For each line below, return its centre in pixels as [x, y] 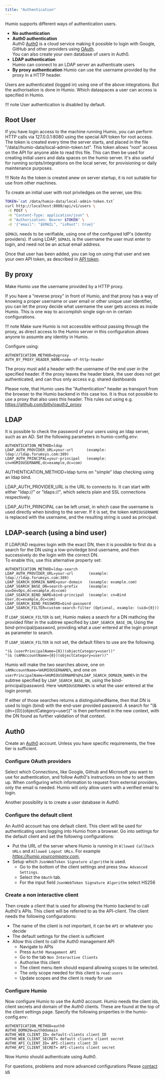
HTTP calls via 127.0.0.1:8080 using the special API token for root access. [79, 137]
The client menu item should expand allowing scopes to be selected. [89, 967]
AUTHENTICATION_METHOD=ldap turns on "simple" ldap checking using [80, 472]
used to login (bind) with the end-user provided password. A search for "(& [81, 705]
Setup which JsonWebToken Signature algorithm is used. [69, 861]
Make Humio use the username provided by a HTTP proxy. [64, 286]
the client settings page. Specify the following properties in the [69, 1012]
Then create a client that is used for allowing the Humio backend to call [77, 905]
